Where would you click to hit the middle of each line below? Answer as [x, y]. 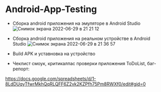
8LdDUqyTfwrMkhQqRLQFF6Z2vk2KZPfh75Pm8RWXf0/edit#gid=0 [76, 84]
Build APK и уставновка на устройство [54, 54]
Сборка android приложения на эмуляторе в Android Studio [76, 23]
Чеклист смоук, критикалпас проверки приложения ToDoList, [79, 63]
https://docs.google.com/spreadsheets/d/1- [51, 78]
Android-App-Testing [51, 9]
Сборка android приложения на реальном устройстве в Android [81, 38]
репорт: [21, 69]
